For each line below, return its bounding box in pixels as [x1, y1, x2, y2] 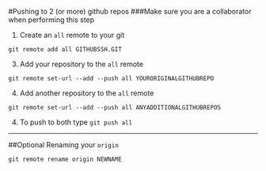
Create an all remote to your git [19, 31, 125, 39]
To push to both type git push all [19, 117, 133, 127]
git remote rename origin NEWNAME [8, 155, 123, 163]
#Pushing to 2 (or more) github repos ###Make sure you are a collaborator [8, 7, 252, 16]
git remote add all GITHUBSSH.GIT [8, 46, 123, 54]
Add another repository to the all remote [19, 88, 154, 98]
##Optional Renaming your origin [8, 140, 119, 149]
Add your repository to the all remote [19, 59, 144, 69]
